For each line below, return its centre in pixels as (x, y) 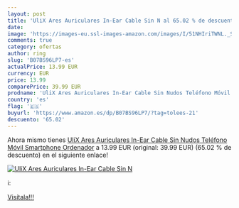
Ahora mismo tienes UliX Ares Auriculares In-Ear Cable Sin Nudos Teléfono (117, 140)
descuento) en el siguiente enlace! (58, 155)
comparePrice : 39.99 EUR (44, 87)
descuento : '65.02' (36, 119)
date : (15, 27)
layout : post (27, 14)
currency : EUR (28, 73)
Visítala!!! (21, 197)
